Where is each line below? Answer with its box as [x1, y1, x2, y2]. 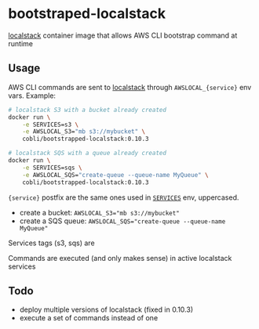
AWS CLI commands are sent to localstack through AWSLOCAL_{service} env [8, 82, 252, 92]
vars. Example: [8, 91, 57, 100]
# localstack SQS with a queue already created [8, 150, 167, 157]
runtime [8, 38, 34, 48]
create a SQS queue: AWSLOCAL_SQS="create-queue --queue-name [19, 216, 226, 226]
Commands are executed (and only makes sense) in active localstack [8, 253, 232, 262]
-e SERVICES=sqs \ [22, 164, 82, 172]
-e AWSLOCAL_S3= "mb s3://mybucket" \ [22, 128, 146, 136]
